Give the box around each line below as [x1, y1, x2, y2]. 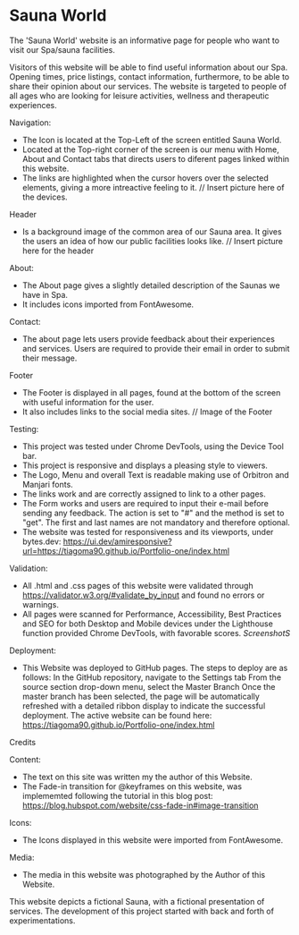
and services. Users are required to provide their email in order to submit [21, 343, 290, 353]
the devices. [21, 191, 69, 202]
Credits [9, 736, 37, 747]
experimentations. [9, 914, 76, 926]
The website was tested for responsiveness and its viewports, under [21, 526, 274, 537]
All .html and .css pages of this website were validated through [21, 580, 253, 591]
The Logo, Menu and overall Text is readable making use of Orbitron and [21, 469, 290, 480]
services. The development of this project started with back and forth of [9, 905, 275, 916]
